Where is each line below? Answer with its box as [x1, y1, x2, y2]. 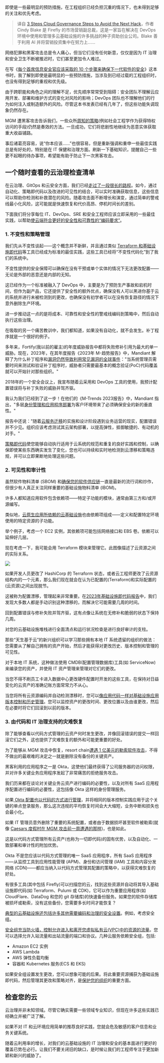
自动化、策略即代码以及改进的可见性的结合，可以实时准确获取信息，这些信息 [5, 188, 159, 194]
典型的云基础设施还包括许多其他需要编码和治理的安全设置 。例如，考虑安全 [5, 910, 155, 916]
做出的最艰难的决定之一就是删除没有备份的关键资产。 [9, 753, 116, 759]
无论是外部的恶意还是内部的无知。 [5, 272, 74, 278]
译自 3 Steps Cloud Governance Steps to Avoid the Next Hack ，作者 [17, 21, 154, 26]
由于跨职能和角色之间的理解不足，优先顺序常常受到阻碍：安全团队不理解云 [5, 89, 155, 95]
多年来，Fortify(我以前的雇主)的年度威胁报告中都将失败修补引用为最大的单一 [5, 344, 158, 350]
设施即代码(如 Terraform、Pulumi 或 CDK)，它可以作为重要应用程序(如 [5, 887, 146, 893]
